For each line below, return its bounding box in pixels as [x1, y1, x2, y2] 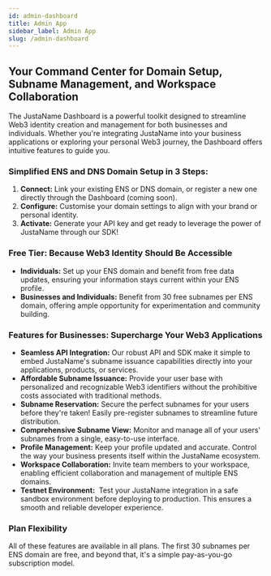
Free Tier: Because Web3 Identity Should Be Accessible [8, 248, 233, 259]
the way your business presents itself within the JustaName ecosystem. [19, 450, 261, 460]
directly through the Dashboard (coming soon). [19, 193, 178, 203]
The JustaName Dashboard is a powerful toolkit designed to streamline [8, 111, 247, 122]
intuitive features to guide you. [8, 146, 110, 156]
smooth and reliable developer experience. [19, 502, 164, 512]
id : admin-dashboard [8, 11, 79, 20]
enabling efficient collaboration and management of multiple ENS [19, 467, 239, 478]
